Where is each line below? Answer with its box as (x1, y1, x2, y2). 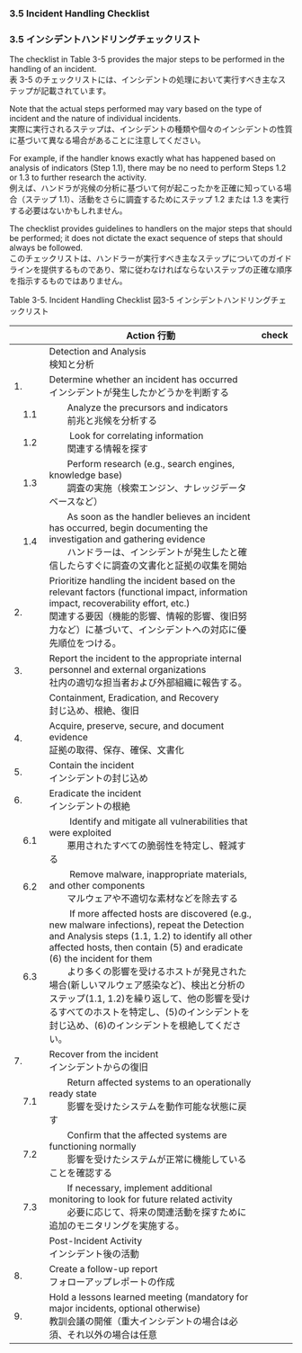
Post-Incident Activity (49, 1235, 143, 1248)
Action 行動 (125, 329, 176, 342)
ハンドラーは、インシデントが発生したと (67, 546, 238, 559)
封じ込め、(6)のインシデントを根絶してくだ (49, 1019, 233, 1032)
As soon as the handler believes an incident (67, 511, 251, 524)
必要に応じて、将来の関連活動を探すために (67, 1206, 247, 1219)
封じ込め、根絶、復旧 (49, 704, 139, 717)
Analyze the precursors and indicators (67, 401, 228, 414)
